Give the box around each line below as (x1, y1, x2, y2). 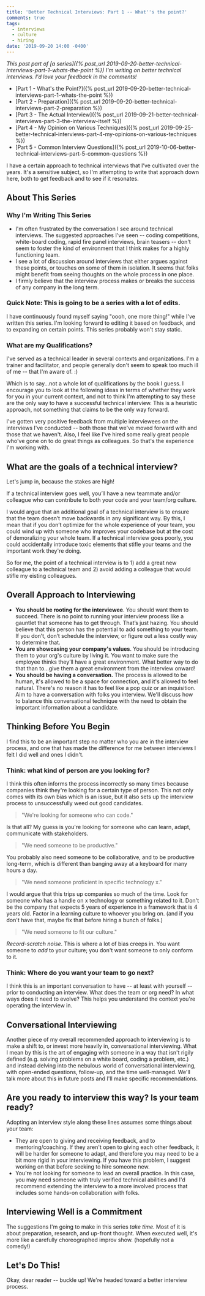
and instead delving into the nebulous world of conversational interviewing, (6, 1062, 196, 1069)
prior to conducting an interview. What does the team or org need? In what (6, 989, 195, 996)
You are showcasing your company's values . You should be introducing (15, 645, 199, 653)
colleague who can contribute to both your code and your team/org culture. (6, 496, 197, 503)
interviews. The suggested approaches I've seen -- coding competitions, (15, 231, 199, 239)
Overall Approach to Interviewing (6, 589, 136, 601)
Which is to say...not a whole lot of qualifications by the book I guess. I (6, 380, 184, 387)
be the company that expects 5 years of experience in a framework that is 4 (6, 903, 198, 911)
